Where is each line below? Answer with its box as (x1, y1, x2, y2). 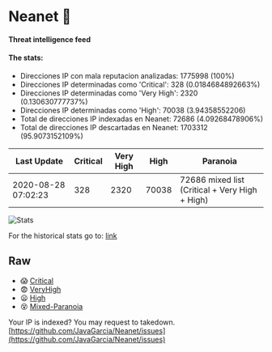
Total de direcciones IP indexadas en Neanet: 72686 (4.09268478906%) (19, 113, 264, 124)
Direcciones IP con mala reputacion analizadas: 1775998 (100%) (19, 70, 235, 80)
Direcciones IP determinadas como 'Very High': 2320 (19, 88, 198, 98)
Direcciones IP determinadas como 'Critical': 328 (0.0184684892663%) (19, 79, 261, 89)
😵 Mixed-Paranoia (19, 301, 83, 311)
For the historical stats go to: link (8, 231, 117, 240)
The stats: (8, 53, 44, 63)
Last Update (15, 155, 63, 167)
